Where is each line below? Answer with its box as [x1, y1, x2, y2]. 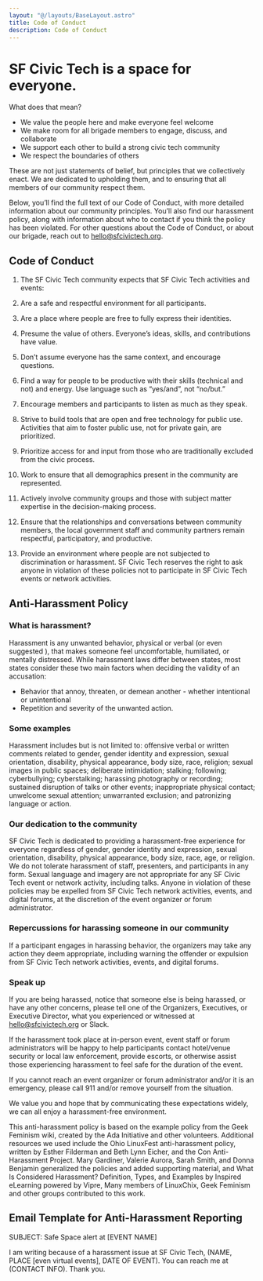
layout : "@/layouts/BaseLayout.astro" [9, 11, 135, 20]
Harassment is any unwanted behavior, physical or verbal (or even [9, 638, 222, 647]
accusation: [9, 671, 47, 681]
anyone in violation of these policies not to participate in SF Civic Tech [20, 566, 247, 575]
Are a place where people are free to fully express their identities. [20, 314, 232, 323]
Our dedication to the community [9, 819, 138, 830]
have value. [20, 337, 58, 347]
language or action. [9, 799, 72, 809]
